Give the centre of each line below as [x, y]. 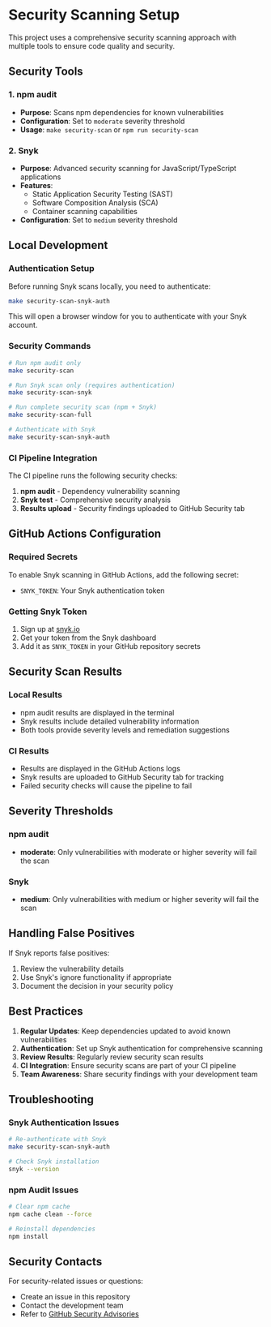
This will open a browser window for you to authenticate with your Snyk [128, 316]
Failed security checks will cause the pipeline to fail [106, 786]
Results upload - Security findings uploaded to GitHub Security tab [132, 509]
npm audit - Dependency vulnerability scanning [100, 492]
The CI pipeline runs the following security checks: [93, 475]
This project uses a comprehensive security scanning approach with [123, 37]
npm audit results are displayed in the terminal [97, 712]
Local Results [36, 695]
